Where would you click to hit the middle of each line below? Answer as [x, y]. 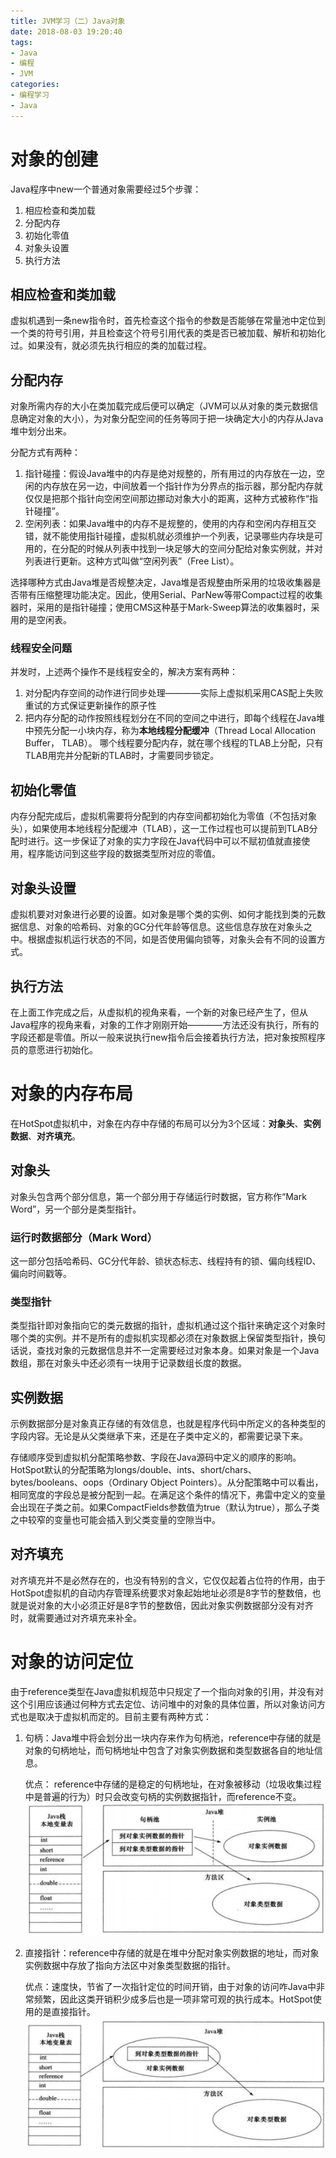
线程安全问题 [41, 648]
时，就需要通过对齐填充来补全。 [76, 1617]
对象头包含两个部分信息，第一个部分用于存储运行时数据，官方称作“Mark [158, 1196]
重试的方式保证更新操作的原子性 [90, 706]
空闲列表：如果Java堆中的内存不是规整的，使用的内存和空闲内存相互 [166, 524]
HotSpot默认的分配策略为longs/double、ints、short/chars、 [133, 1470]
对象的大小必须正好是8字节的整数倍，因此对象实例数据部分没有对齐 [175, 1605]
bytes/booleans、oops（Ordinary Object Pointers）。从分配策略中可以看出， [167, 1482]
